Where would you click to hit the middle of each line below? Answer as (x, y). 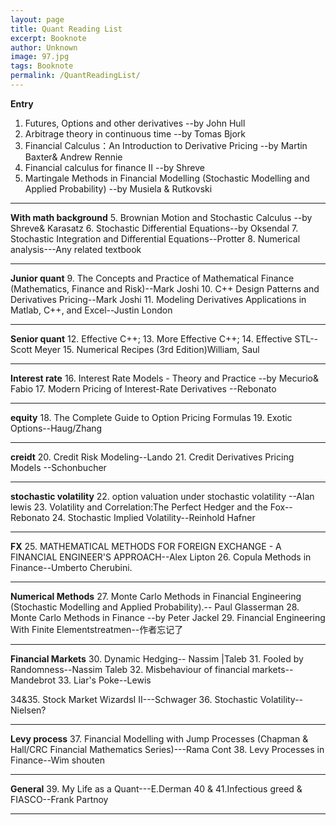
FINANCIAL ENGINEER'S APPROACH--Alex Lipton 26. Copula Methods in (161, 557)
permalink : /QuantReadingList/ (75, 76)
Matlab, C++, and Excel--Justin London (91, 310)
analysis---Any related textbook (76, 249)
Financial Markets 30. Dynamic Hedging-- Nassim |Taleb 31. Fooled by (157, 658)
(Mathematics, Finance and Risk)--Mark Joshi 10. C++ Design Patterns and (165, 288)
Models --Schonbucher (58, 467)
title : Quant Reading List (66, 29)
